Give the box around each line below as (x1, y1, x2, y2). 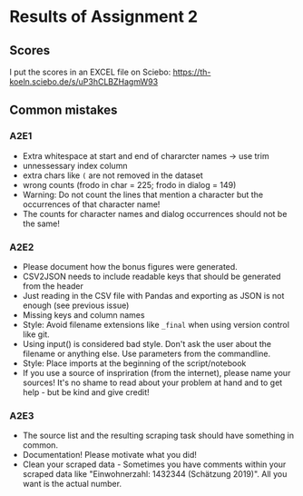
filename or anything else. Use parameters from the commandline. (22, 348, 271, 359)
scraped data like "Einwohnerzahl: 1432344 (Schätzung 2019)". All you (22, 469, 288, 480)
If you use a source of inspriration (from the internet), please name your (22, 367, 291, 378)
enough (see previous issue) (22, 300, 130, 311)
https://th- (172, 66, 211, 77)
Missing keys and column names (22, 309, 145, 320)
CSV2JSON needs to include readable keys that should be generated (22, 271, 281, 282)
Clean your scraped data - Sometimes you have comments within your (22, 459, 287, 470)
